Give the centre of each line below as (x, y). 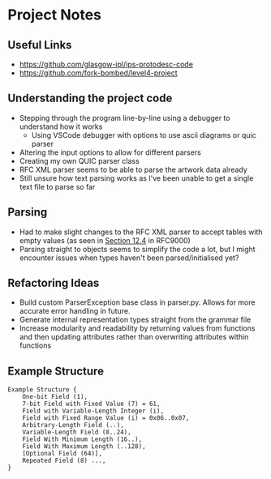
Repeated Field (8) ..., (64, 461)
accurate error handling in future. (75, 311)
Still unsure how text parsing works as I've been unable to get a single (136, 178)
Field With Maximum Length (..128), (84, 447)
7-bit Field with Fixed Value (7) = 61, (91, 404)
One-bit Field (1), (55, 397)
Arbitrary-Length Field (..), (73, 426)
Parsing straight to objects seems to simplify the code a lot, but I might (138, 249)
